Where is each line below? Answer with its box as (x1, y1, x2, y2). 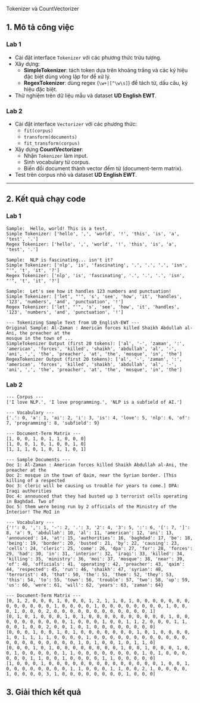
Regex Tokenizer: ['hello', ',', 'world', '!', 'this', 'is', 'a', (6, 241, 177, 247)
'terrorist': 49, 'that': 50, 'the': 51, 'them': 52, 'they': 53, (6, 572, 174, 578)
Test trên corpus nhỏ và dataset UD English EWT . (14, 171, 137, 178)
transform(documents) (23, 134, 77, 140)
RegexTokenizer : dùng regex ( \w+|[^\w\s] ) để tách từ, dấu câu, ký (23, 79, 188, 86)
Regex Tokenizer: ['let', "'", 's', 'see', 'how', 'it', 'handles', (6, 304, 180, 310)
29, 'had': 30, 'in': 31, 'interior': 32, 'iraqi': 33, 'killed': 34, (6, 551, 185, 557)
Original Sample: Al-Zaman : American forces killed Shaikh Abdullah (6, 325, 183, 331)
